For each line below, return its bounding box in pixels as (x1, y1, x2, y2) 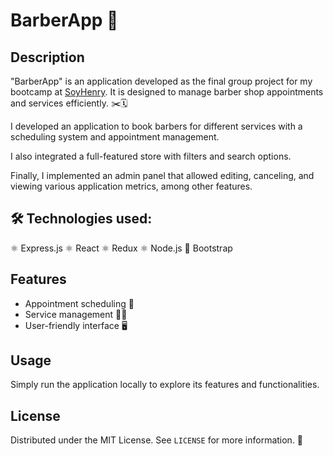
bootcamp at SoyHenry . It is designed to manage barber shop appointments (10, 86, 324, 98)
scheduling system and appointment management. (10, 131, 220, 143)
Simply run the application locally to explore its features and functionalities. (10, 379, 320, 391)
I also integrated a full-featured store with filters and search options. (10, 150, 292, 162)
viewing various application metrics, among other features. (10, 180, 253, 192)
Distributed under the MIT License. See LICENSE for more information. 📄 (10, 434, 304, 446)
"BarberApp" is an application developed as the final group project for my (10, 75, 313, 87)
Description (10, 49, 85, 66)
